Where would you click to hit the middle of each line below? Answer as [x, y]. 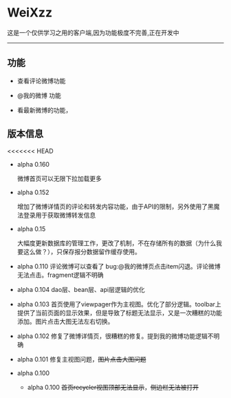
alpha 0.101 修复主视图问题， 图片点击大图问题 [81, 359]
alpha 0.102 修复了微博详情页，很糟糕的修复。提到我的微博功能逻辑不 [115, 336]
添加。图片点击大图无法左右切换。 [65, 321]
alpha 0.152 [33, 192]
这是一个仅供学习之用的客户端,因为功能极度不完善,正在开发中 [93, 32]
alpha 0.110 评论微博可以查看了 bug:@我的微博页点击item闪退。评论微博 [119, 266]
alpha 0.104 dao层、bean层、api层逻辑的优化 [81, 289]
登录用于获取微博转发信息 [59, 215]
